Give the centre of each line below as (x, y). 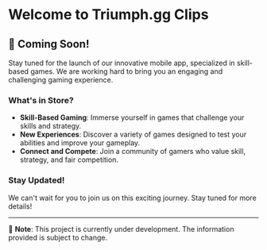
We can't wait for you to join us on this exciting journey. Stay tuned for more (132, 198)
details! (20, 206)
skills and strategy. (50, 126)
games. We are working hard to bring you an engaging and (127, 71)
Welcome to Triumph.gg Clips (108, 15)
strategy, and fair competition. (69, 160)
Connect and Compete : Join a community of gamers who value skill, (133, 152)
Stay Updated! (37, 180)
